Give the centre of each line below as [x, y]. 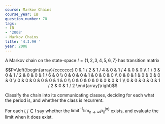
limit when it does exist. [29, 117]
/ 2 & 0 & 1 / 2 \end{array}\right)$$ [83, 85]
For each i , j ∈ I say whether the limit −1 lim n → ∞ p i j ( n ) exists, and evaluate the [82, 111]
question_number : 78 [26, 19]
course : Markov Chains [28, 10]
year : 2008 [16, 46]
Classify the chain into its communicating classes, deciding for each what [80, 95]
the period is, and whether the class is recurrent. [54, 100]
